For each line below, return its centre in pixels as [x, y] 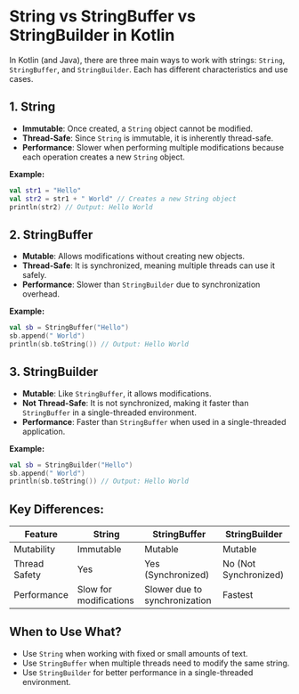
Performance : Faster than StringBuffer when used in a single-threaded [154, 421]
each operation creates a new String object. [103, 157]
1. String [32, 107]
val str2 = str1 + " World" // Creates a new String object [123, 199]
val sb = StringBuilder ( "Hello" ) [71, 465]
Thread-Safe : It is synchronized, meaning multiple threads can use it [149, 265]
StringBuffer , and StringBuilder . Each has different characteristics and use [149, 69]
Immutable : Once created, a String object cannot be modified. [137, 128]
